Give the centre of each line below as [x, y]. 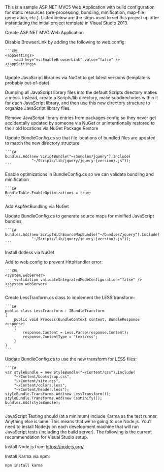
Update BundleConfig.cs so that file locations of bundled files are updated [81, 138]
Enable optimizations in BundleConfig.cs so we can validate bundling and [80, 174]
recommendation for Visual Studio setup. [47, 437]
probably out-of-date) [27, 83]
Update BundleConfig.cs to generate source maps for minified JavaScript [80, 216]
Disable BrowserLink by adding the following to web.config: [66, 42]
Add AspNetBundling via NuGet [37, 206]
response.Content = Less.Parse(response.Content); [76, 333]
